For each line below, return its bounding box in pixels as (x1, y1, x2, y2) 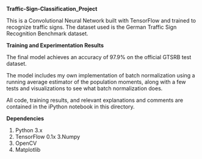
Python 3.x (15, 127, 43, 133)
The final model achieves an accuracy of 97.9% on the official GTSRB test (6, 54, 192, 60)
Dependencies (6, 115, 45, 122)
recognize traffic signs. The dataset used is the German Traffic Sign (6, 24, 177, 30)
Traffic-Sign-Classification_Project (6, 5, 98, 12)
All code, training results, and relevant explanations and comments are (6, 97, 184, 104)
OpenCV (15, 140, 37, 147)
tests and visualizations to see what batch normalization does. (6, 85, 163, 92)
